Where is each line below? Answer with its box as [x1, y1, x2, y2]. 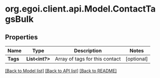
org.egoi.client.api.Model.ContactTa [5, 3, 156, 15]
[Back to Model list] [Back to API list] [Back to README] [5, 68, 117, 74]
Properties [5, 33, 38, 41]
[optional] [125, 56, 148, 62]
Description [74, 47, 102, 54]
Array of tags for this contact [55, 56, 121, 62]
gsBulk [5, 14, 34, 25]
